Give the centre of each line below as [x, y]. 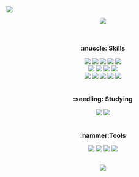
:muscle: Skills [103, 48]
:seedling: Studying [103, 99]
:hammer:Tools [103, 135]
